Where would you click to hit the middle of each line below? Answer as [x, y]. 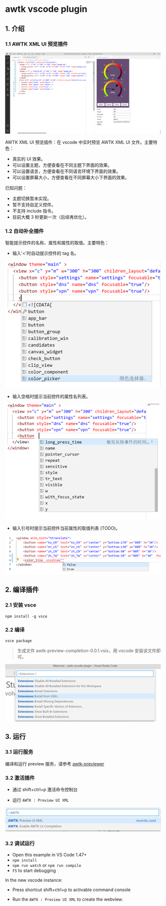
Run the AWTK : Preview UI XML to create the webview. [68, 899]
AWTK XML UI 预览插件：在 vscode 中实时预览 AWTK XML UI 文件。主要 [79, 143]
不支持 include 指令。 [34, 211]
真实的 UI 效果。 [29, 159]
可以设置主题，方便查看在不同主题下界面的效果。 [62, 165]
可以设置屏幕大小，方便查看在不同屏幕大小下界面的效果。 [71, 178]
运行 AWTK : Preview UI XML [41, 800]
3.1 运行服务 [19, 752]
